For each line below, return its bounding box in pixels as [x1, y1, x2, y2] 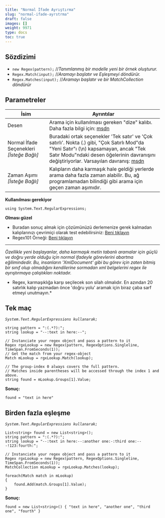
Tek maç [5, 304, 32, 312]
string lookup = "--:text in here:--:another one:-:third [5, 439, 126, 444]
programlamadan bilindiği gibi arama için [49, 178, 143, 184]
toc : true [5, 35, 26, 40]
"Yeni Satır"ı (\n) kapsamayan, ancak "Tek [49, 145, 146, 152]
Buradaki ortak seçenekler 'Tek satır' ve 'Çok [49, 133, 153, 140]
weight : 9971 [5, 26, 32, 30]
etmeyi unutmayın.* [12, 290, 52, 296]
